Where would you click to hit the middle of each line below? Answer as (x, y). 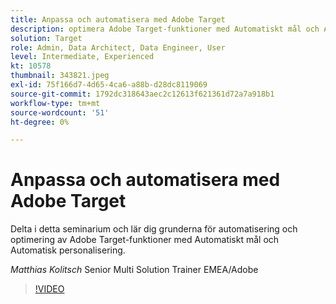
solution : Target (46, 38)
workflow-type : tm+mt (55, 103)
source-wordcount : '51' (60, 112)
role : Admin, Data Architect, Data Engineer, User (118, 47)
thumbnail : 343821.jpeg (60, 76)
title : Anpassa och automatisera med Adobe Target (118, 19)
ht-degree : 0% (40, 122)
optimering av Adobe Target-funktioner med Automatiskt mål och (145, 240)
